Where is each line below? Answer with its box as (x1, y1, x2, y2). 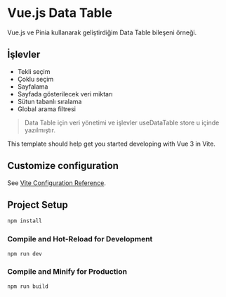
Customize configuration (7, 160, 119, 172)
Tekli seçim (17, 67, 51, 75)
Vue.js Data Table (7, 5, 112, 21)
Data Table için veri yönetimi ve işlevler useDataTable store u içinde (24, 118, 220, 127)
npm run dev (7, 250, 42, 258)
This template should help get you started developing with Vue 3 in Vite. (7, 139, 216, 148)
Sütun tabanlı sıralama (17, 97, 82, 106)
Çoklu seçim (17, 75, 54, 83)
